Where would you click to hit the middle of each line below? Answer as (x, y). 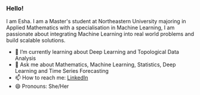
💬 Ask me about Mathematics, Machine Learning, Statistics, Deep (95, 65)
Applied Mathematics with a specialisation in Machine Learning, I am (90, 27)
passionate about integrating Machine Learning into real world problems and (100, 34)
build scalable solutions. (36, 41)
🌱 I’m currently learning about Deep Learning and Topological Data (97, 52)
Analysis (25, 59)
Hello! (15, 8)
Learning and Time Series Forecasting (62, 71)
